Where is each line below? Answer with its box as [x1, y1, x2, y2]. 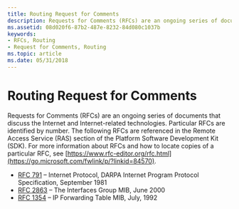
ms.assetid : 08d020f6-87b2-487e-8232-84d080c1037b [7, 24, 161, 31]
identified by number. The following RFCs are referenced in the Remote [7, 126, 216, 135]
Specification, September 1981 [17, 178, 107, 186]
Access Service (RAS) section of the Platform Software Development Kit [7, 133, 219, 143]
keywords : [7, 30, 37, 38]
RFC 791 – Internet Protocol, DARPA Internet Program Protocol [17, 170, 199, 179]
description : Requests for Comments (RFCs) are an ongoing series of [7, 17, 218, 24]
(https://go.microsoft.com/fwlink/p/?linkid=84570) [7, 156, 155, 165]
